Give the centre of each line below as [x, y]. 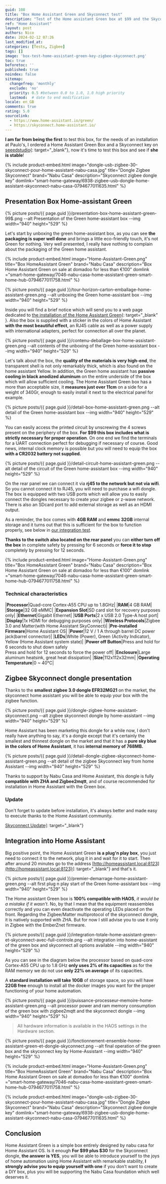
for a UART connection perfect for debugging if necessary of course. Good [82, 443]
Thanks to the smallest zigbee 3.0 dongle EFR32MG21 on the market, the [81, 690]
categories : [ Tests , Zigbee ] [35, 47]
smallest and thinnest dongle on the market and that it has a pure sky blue [81, 741]
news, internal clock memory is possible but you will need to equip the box [81, 449]
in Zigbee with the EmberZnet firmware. [45, 925]
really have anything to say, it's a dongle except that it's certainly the [75, 736]
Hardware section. [36, 1031]
